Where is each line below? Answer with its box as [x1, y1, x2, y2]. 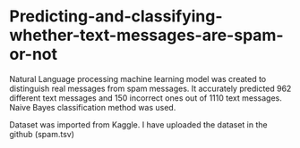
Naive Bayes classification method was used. [9, 102, 176, 112]
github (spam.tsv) [9, 128, 74, 139]
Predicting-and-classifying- [9, 6, 223, 27]
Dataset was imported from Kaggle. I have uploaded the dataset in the [9, 119, 268, 130]
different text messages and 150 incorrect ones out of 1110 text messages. [9, 92, 282, 103]
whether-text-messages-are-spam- [9, 25, 284, 45]
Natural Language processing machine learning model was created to [9, 73, 267, 84]
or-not [9, 45, 58, 64]
